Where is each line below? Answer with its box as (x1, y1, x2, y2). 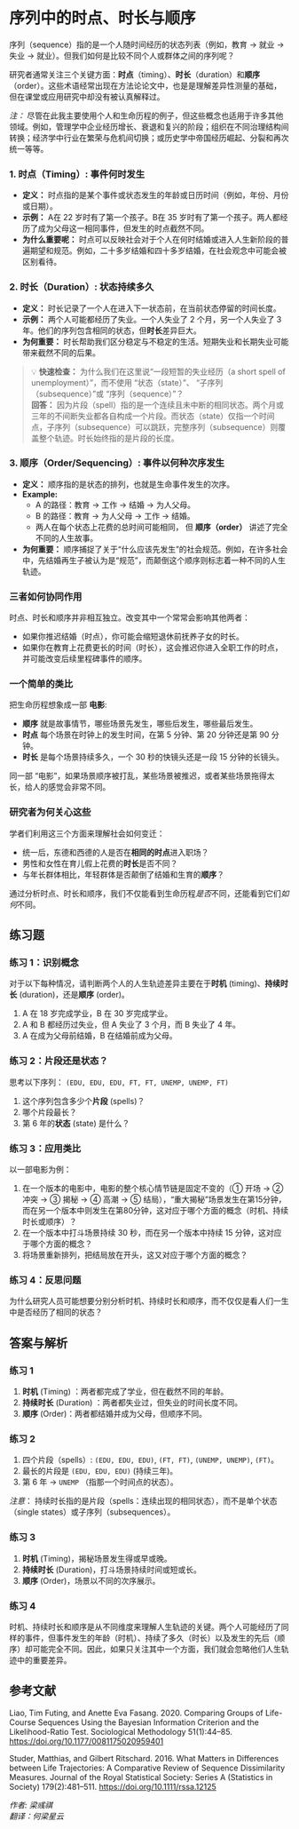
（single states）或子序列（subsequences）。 (9, 1507, 176, 1517)
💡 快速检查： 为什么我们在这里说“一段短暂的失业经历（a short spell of (30, 366, 286, 377)
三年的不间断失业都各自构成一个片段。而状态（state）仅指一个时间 (30, 410, 275, 421)
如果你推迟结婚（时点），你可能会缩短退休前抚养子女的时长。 (21, 632, 244, 642)
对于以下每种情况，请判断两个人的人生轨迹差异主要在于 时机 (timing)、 (9, 978, 265, 989)
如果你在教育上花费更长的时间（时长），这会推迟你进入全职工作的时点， (21, 642, 283, 653)
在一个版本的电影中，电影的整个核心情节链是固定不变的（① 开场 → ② (21, 1183, 284, 1193)
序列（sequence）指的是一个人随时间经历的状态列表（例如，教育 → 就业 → (9, 39, 285, 50)
